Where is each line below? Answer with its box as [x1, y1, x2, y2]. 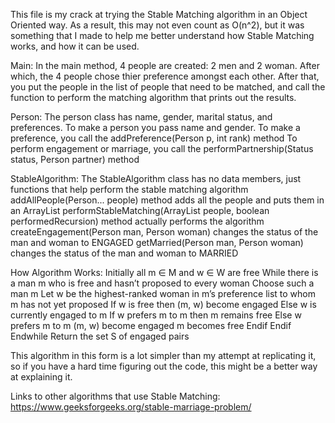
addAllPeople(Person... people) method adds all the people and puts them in [10, 194, 325, 206]
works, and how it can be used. [10, 40, 140, 52]
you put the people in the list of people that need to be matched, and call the [10, 81, 326, 93]
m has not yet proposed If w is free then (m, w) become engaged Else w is [10, 299, 317, 310]
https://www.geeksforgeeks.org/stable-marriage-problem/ [10, 401, 252, 413]
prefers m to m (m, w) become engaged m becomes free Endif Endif [10, 320, 292, 331]
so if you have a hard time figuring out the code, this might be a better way [10, 360, 318, 372]
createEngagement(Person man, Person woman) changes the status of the [10, 226, 319, 238]
